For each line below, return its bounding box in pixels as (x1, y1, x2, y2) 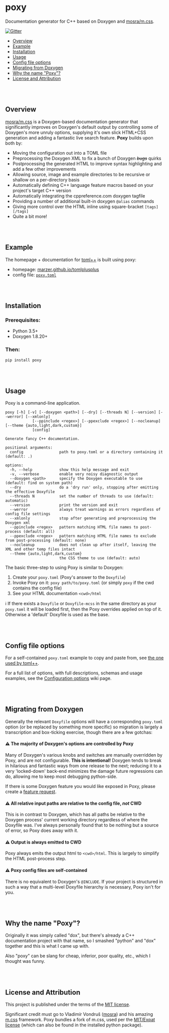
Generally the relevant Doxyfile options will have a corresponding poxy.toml (5, 718, 163, 724)
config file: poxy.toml (12, 272, 57, 278)
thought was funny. (5, 958, 45, 964)
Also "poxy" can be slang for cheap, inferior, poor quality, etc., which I (5, 953, 151, 959)
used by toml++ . (5, 660, 39, 666)
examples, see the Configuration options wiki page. (5, 675, 112, 681)
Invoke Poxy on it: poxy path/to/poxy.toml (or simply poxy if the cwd (12, 580, 154, 586)
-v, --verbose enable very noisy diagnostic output (10, 472, 138, 477)
